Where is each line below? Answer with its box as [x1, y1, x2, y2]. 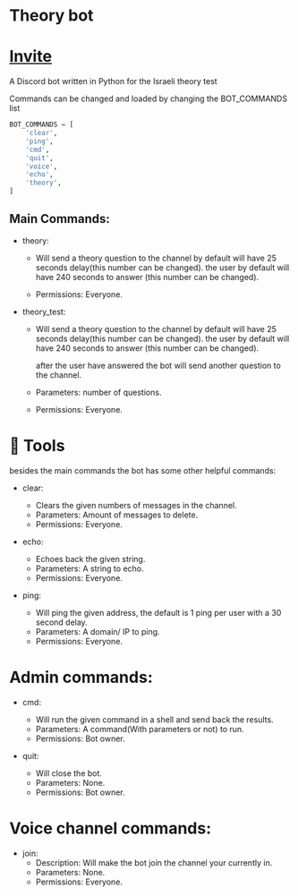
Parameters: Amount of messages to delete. [35, 509, 199, 520]
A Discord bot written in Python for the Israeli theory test [9, 76, 217, 87]
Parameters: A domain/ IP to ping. [35, 626, 160, 636]
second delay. [35, 617, 88, 627]
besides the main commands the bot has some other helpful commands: [9, 465, 277, 475]
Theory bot [9, 5, 94, 26]
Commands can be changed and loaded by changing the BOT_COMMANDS [9, 93, 288, 104]
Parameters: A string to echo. [35, 563, 144, 574]
